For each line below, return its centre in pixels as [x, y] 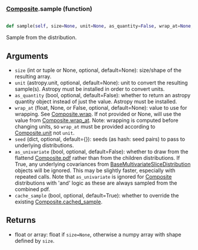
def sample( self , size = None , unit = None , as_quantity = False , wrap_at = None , [100, 26]
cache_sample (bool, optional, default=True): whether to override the [97, 195]
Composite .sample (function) [49, 9]
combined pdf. [32, 189]
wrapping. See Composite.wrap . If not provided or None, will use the [98, 114]
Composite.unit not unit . [44, 133]
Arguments [27, 56]
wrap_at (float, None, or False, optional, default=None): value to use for [101, 107]
